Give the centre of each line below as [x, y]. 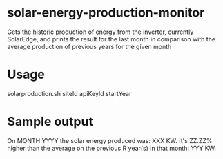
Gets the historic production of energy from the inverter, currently [100, 32]
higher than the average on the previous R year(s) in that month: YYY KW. [111, 148]
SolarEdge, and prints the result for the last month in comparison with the [111, 39]
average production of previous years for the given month [89, 46]
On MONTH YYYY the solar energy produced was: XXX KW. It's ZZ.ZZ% [110, 140]
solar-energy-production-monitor [106, 13]
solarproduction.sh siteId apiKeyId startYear [69, 93]
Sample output [50, 122]
